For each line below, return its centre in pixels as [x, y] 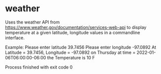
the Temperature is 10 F [71, 57]
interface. [15, 38]
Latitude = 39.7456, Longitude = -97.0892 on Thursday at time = [70, 52]
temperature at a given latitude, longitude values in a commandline [73, 32]
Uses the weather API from [32, 22]
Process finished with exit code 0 [39, 67]
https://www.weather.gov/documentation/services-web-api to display [76, 27]
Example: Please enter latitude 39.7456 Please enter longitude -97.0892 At [81, 47]
